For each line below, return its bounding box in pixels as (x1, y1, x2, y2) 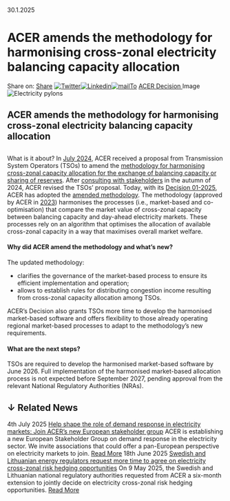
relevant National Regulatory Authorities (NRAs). (7, 382, 144, 390)
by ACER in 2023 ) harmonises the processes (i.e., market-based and (7, 198, 202, 206)
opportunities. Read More (7, 485, 80, 494)
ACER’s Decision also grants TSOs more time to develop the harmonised (7, 306, 212, 315)
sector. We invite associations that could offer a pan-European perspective (7, 442, 220, 450)
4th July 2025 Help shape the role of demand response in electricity (7, 420, 201, 428)
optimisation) (7, 205, 45, 213)
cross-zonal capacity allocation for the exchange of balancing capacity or (7, 169, 217, 177)
